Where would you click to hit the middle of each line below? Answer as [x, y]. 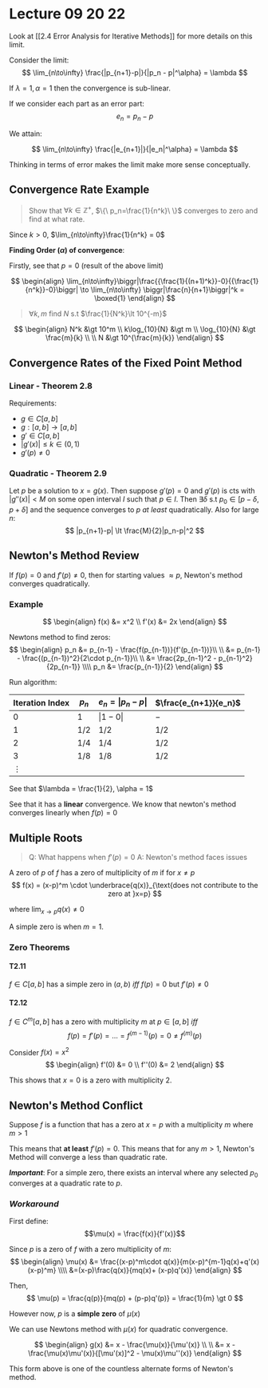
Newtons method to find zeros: [60, 638]
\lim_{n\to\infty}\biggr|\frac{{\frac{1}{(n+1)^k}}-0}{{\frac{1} [162, 282]
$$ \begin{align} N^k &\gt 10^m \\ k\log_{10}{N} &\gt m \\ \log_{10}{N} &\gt [135, 330]
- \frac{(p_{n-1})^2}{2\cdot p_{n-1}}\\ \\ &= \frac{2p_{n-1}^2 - [116, 658]
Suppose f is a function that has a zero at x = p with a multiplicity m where [131, 1124]
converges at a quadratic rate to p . [66, 1183]
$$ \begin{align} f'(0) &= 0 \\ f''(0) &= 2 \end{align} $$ [135, 1065]
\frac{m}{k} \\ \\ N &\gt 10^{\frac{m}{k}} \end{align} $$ [135, 338]
